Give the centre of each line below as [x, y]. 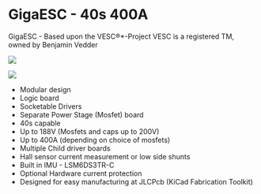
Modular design [45, 89]
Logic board [39, 98]
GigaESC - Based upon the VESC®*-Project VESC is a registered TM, [121, 36]
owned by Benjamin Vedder [53, 44]
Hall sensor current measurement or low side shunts [105, 156]
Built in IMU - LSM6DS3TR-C [67, 165]
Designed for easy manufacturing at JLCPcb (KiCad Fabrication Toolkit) [136, 181]
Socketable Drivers [51, 106]
